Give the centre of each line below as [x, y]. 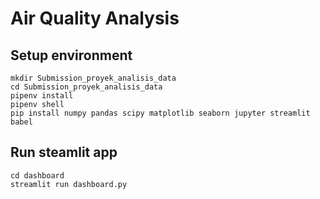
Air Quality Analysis [95, 18]
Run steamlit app [64, 152]
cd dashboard [37, 175]
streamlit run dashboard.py [69, 184]
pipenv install [42, 96]
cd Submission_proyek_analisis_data [86, 87]
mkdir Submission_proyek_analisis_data [93, 78]
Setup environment [71, 55]
